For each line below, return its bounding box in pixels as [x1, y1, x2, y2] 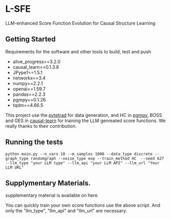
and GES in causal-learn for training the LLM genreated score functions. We [5, 117, 166, 124]
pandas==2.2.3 [12, 91, 46, 97]
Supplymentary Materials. [5, 178, 91, 187]
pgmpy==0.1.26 [12, 96, 46, 103]
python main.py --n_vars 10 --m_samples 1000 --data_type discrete [5, 151, 153, 156]
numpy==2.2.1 [12, 80, 43, 86]
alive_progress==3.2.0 [12, 58, 61, 65]
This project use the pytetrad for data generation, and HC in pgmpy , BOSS [5, 112, 162, 118]
